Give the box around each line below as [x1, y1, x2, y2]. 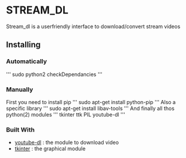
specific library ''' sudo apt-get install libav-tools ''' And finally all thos [6, 105, 175, 112]
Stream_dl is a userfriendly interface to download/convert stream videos [6, 23, 181, 30]
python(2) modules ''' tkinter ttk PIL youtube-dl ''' [6, 111, 126, 118]
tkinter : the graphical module [14, 145, 86, 152]
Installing [6, 40, 41, 50]
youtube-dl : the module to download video [14, 139, 119, 146]
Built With [6, 125, 35, 133]
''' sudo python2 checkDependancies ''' [6, 71, 103, 78]
